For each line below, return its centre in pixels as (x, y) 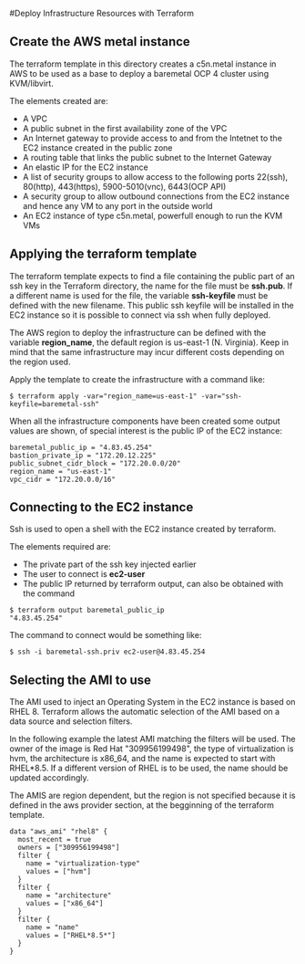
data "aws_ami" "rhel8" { (58, 832)
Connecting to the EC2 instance (102, 507)
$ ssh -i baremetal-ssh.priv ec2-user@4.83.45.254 (107, 652)
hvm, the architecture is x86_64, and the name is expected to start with (142, 759)
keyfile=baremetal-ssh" (55, 404)
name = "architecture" (69, 896)
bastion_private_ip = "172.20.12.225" (83, 456)
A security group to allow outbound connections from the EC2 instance (156, 196)
